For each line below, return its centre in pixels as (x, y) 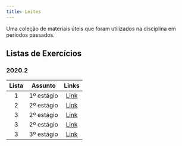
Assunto (44, 85)
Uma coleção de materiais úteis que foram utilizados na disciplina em (91, 28)
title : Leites (24, 12)
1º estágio (43, 96)
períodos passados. (30, 35)
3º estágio (43, 134)
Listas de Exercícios (44, 54)
